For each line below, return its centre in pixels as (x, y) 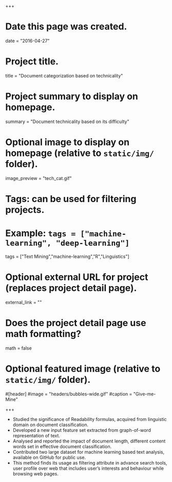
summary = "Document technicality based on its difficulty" (67, 122)
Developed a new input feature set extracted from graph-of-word (82, 430)
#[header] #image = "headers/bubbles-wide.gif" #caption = (69, 394)
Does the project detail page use (76, 323)
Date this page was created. (66, 27)
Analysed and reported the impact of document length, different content (89, 441)
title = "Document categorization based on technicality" (64, 75)
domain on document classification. (51, 425)
